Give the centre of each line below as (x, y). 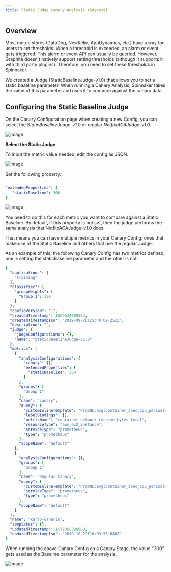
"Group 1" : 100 (35, 297)
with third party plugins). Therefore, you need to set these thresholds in (80, 65)
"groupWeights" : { (34, 292)
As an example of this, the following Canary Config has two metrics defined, (85, 253)
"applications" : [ (30, 273)
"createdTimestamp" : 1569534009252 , (49, 315)
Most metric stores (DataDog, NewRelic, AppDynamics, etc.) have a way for (85, 43)
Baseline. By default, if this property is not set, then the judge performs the (84, 222)
